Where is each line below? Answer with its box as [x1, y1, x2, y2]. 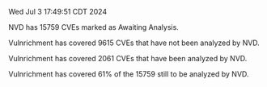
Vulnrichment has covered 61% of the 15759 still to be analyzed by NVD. [8, 69, 249, 79]
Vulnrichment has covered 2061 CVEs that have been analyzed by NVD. [8, 54, 248, 63]
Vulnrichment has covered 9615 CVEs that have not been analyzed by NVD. [8, 38, 261, 48]
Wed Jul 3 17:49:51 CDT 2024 [8, 7, 108, 16]
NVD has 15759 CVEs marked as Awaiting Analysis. [8, 23, 180, 31]
